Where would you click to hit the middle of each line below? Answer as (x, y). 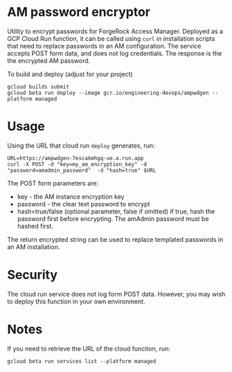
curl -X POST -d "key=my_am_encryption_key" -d (77, 164)
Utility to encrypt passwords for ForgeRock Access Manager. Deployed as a (115, 31)
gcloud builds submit (38, 87)
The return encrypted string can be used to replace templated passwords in (115, 239)
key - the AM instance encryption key (71, 196)
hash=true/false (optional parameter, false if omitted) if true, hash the (116, 211)
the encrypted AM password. (49, 60)
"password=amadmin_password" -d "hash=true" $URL (82, 170)
